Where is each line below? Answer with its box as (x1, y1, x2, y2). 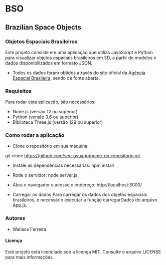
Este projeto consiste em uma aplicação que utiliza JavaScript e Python (5, 49, 153, 55)
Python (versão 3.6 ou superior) (12, 114, 79, 120)
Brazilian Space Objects (5, 23, 82, 32)
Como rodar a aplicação (5, 132, 65, 139)
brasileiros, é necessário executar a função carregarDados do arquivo (12, 197, 157, 203)
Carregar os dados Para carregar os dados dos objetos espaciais (12, 191, 147, 198)
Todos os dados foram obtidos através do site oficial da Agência (12, 70, 146, 76)
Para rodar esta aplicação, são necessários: (5, 99, 96, 105)
